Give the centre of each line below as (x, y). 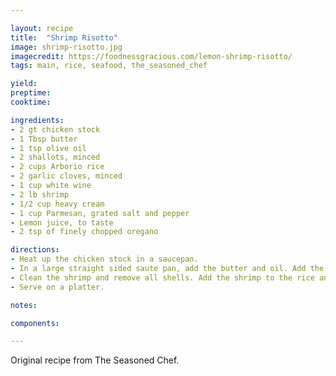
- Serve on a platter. (57, 287)
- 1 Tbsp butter (44, 139)
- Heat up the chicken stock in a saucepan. (104, 259)
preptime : (31, 93)
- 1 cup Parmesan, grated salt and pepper (100, 213)
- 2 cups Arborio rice (57, 167)
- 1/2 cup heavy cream (57, 204)
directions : (35, 250)
